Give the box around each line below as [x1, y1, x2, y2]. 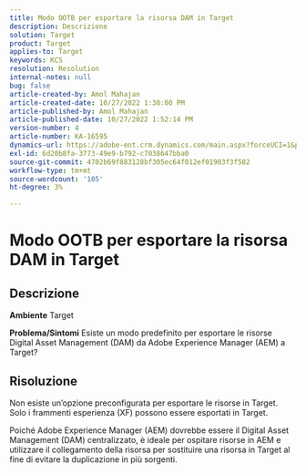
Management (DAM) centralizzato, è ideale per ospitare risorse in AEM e [9, 434, 281, 445]
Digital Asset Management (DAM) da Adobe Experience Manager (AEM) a [9, 337, 286, 348]
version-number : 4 [9, 124, 79, 133]
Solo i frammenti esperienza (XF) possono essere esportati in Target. [9, 407, 269, 417]
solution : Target [9, 30, 76, 39]
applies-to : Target [9, 47, 84, 57]
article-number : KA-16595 [9, 132, 107, 141]
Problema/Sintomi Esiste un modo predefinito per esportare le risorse [9, 327, 273, 338]
